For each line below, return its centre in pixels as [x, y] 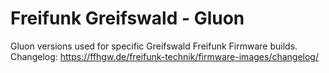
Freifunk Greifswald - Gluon [127, 18]
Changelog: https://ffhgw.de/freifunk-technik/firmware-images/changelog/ [164, 56]
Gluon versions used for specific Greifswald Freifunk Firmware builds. [154, 46]
